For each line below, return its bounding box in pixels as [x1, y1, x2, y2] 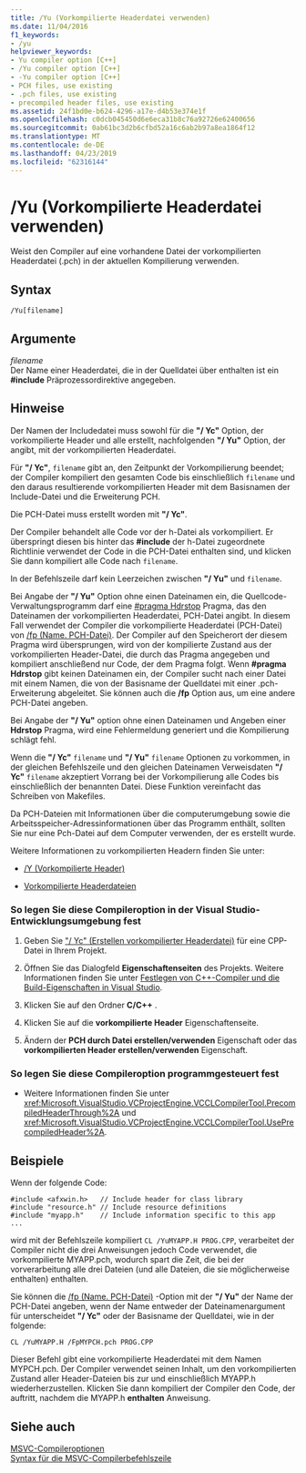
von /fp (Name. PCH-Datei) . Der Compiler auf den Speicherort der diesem [10, 629, 288, 640]
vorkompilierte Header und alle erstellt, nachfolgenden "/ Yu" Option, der [10, 435, 286, 445]
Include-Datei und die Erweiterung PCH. [10, 491, 161, 502]
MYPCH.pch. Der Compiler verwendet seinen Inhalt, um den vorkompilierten [10, 1364, 297, 1375]
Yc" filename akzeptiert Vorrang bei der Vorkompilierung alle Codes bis [10, 771, 280, 782]
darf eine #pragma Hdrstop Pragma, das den [97, 600, 267, 611]
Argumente [10, 331, 76, 346]
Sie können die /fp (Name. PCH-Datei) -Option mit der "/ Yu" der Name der [10, 1291, 294, 1303]
